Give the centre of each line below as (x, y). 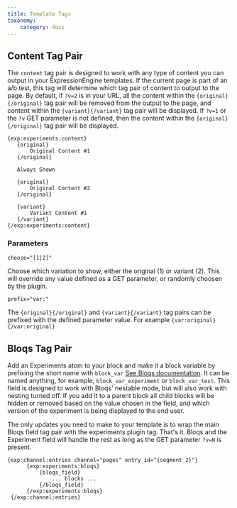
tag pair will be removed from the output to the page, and (127, 103)
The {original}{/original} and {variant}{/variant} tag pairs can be (109, 312)
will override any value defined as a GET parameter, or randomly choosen (115, 279)
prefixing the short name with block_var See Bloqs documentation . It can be (118, 373)
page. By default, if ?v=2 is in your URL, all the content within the (101, 96)
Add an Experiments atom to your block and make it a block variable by (111, 365)
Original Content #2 (60, 189)
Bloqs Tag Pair (40, 348)
